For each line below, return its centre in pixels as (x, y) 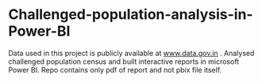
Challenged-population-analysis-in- (131, 15)
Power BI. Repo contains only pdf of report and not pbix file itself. (115, 69)
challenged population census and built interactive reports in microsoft (124, 61)
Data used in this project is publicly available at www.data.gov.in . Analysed (131, 53)
